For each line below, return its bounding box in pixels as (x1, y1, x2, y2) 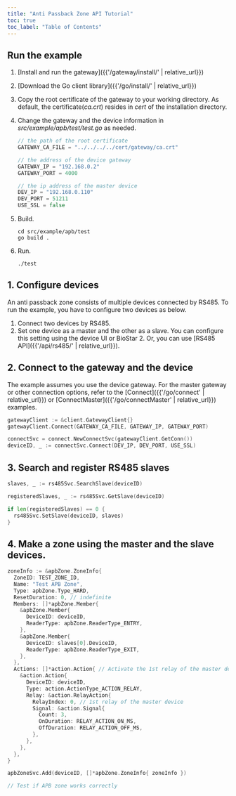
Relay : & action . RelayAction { (25, 691, 112, 699)
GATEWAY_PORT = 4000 (17, 169, 78, 176)
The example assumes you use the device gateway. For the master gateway (7, 380, 227, 389)
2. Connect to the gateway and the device (7, 362, 194, 374)
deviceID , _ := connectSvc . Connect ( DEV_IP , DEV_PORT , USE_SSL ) (7, 442, 197, 450)
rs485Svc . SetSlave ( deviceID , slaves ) (13, 512, 124, 519)
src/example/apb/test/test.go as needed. (17, 124, 137, 132)
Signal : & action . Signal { (32, 705, 105, 712)
